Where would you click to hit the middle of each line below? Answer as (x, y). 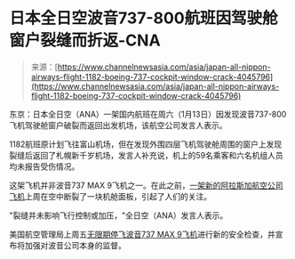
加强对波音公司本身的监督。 (75, 245)
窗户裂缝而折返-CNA (85, 40)
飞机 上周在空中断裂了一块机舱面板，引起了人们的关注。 (110, 196)
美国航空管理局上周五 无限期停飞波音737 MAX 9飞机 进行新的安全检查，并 (142, 234)
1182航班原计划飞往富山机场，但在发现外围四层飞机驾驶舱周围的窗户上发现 (146, 144)
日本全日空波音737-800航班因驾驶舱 (144, 18)
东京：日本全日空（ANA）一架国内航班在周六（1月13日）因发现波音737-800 (148, 114)
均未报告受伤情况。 (44, 166)
